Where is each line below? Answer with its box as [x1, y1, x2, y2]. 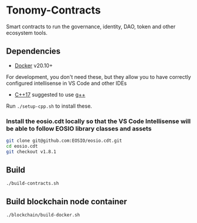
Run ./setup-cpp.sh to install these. [6, 102, 92, 109]
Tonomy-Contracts [6, 4, 101, 17]
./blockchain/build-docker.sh [6, 212, 81, 218]
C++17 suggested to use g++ [14, 91, 86, 98]
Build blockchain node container [6, 197, 128, 207]
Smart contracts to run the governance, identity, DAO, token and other [6, 23, 176, 30]
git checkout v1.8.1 [6, 148, 57, 155]
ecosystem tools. [6, 29, 48, 36]
